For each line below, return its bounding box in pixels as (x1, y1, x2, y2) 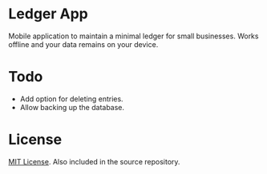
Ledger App (8, 5, 88, 23)
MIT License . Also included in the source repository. (8, 156, 180, 166)
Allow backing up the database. (19, 102, 125, 112)
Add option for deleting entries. (19, 93, 123, 104)
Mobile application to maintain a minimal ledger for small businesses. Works (8, 31, 259, 41)
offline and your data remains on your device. (8, 39, 159, 49)
